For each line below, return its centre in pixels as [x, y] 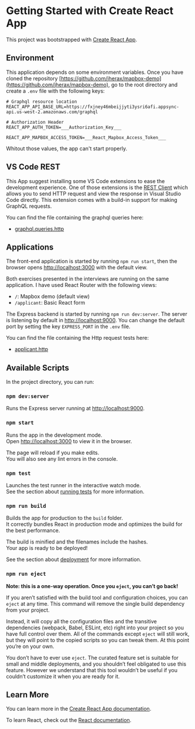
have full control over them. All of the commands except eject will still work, [98, 634]
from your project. [28, 610]
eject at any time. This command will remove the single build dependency [95, 603]
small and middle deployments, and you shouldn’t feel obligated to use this [96, 664]
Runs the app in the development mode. [54, 435]
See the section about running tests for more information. [75, 492]
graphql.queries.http [39, 229]
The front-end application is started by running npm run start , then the [92, 261]
